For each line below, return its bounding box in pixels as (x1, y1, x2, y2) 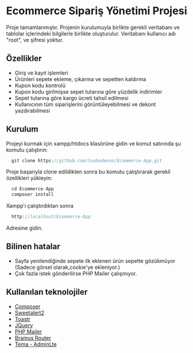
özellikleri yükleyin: (6, 175, 53, 182)
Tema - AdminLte (14, 341, 57, 348)
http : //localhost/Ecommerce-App (11, 214, 91, 220)
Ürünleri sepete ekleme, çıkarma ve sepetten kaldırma (14, 75, 146, 82)
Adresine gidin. (6, 224, 43, 232)
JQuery (14, 322, 34, 329)
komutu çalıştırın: (6, 146, 48, 153)
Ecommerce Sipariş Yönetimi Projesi (6, 4, 188, 18)
